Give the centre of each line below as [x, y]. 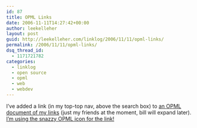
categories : [21, 61]
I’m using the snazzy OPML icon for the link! [60, 118]
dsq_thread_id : [25, 51]
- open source [29, 73]
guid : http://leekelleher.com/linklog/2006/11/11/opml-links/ [85, 39]
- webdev [22, 89]
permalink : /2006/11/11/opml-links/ [52, 45]
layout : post [22, 34]
